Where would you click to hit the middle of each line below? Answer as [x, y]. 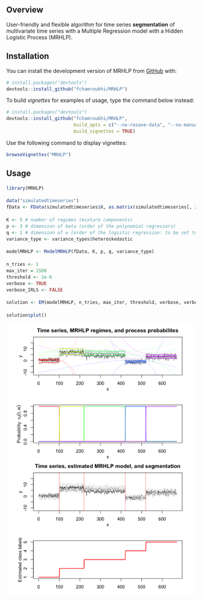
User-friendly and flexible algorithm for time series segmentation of [91, 24]
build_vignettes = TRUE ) [104, 131]
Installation [28, 56]
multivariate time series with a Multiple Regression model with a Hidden [95, 31]
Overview [25, 10]
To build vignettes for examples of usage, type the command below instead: [100, 100]
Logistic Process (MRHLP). [39, 37]
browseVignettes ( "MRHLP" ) [38, 154]
